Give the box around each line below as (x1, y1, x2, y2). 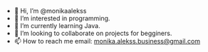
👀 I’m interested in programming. (14, 14, 110, 22)
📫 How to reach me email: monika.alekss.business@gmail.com (14, 37, 201, 45)
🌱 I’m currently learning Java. (14, 22, 101, 30)
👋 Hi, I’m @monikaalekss (14, 7, 87, 15)
